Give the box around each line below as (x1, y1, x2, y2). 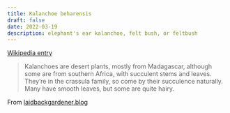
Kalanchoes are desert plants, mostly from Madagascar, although (24, 62, 213, 70)
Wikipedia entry (7, 49, 53, 57)
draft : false (7, 17, 45, 24)
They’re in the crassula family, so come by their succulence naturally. (24, 77, 223, 86)
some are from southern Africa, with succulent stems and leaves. (24, 70, 212, 78)
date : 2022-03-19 (7, 23, 58, 30)
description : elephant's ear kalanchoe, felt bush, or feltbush (7, 29, 198, 37)
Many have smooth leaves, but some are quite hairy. (24, 84, 175, 93)
